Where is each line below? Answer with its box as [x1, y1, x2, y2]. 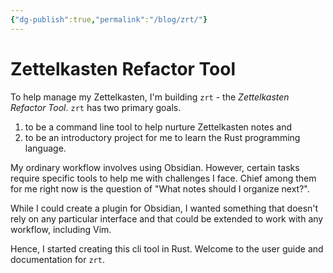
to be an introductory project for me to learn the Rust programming [24, 131, 301, 143]
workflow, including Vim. [10, 223, 112, 235]
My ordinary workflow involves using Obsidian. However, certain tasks [10, 161, 300, 173]
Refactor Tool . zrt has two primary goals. [10, 101, 182, 113]
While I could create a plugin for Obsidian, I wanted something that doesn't [10, 202, 319, 214]
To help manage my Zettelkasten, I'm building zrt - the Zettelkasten [10, 91, 290, 103]
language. [24, 142, 67, 154]
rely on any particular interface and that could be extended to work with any [10, 212, 324, 225]
